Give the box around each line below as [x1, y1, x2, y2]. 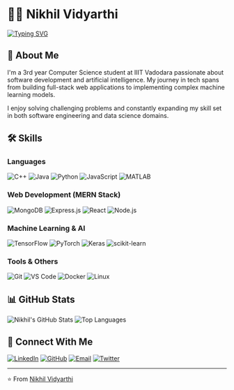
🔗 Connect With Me [7, 336, 93, 347]
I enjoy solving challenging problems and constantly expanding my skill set [7, 104, 222, 112]
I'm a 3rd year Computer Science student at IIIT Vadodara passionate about [7, 68, 224, 76]
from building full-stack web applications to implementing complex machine [7, 83, 225, 91]
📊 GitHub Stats [7, 293, 75, 306]
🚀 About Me [7, 50, 59, 61]
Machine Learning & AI [7, 223, 86, 233]
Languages [7, 157, 47, 167]
